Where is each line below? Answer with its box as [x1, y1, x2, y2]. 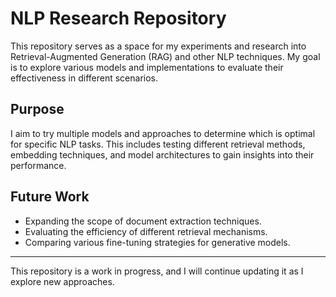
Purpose [10, 101, 65, 118]
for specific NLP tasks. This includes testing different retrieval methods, [10, 138, 306, 150]
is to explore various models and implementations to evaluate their [10, 61, 284, 73]
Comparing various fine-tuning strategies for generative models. [24, 236, 291, 248]
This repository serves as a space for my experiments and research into [10, 40, 307, 52]
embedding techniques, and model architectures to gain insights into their [10, 148, 315, 161]
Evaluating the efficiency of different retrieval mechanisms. [24, 225, 268, 237]
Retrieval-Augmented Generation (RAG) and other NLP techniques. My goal [10, 50, 321, 62]
